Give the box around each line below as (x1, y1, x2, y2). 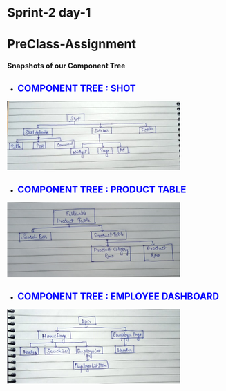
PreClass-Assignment (7, 37, 137, 52)
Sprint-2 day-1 (7, 5, 91, 21)
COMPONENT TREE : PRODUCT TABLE (17, 183, 187, 195)
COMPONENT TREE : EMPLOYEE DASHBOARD (17, 290, 220, 302)
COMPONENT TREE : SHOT (17, 82, 136, 94)
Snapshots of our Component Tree (7, 61, 126, 70)
